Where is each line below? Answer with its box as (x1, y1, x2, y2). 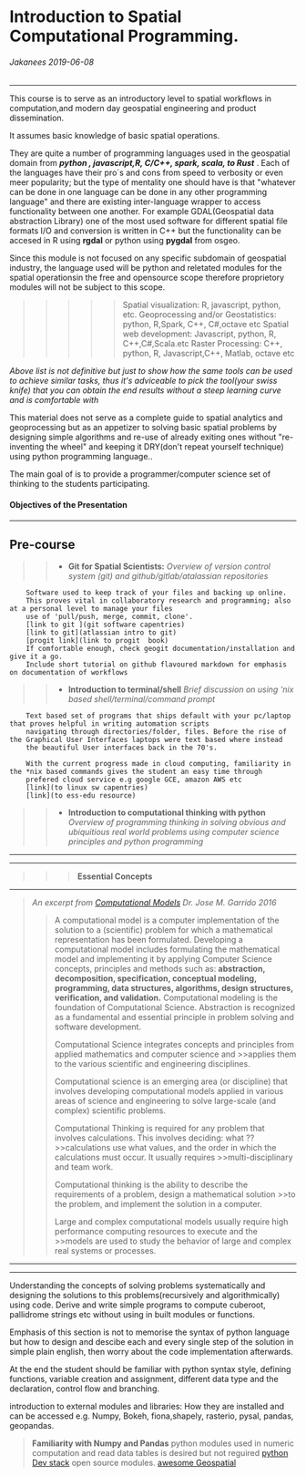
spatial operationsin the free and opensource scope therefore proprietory (9, 272, 285, 284)
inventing (9, 441, 45, 452)
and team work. (54, 1162, 114, 1172)
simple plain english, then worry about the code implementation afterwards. (9, 1347, 293, 1358)
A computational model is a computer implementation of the (54, 914, 280, 926)
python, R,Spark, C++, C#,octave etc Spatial (122, 319, 290, 330)
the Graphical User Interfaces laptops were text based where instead (9, 736, 283, 745)
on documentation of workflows (9, 668, 128, 677)
